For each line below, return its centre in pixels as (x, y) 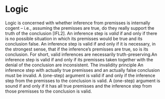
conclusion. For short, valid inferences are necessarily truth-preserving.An (81, 54)
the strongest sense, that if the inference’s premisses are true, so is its (77, 49)
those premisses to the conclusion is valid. (49, 91)
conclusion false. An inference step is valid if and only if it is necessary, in (81, 44)
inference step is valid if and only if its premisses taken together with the (79, 59)
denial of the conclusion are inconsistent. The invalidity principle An (74, 65)
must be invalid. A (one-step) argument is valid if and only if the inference (80, 75)
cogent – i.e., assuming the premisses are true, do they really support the (80, 28)
